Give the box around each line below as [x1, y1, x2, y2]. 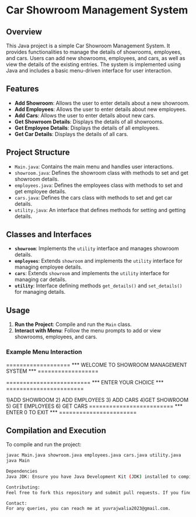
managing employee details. [14, 263, 83, 270]
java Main [6, 458, 30, 464]
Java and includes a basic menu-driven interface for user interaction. [6, 67, 172, 74]
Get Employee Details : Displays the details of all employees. [14, 124, 160, 131]
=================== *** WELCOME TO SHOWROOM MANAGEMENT [6, 361, 188, 368]
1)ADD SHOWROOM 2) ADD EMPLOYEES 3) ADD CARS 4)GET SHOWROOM [6, 396, 188, 403]
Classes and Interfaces [6, 230, 92, 240]
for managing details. [14, 289, 66, 296]
